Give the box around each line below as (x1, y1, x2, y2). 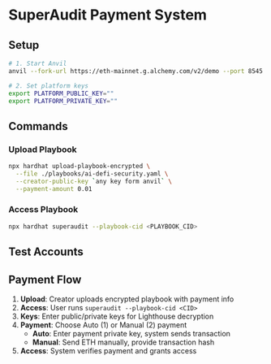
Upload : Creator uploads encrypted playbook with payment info (19, 294, 234, 304)
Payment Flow (8, 272, 82, 286)
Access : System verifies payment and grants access (19, 345, 197, 355)
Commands (8, 119, 69, 133)
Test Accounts (8, 245, 84, 259)
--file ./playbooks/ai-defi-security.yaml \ (15, 169, 169, 178)
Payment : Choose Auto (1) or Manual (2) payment (19, 319, 187, 330)
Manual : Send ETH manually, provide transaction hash (32, 337, 215, 347)
